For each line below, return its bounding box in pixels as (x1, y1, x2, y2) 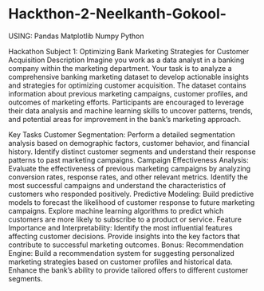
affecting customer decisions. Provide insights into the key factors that (8, 231, 241, 241)
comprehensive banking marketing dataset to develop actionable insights (8, 72, 250, 81)
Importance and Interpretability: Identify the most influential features (8, 222, 233, 232)
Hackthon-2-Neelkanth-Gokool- (8, 5, 227, 23)
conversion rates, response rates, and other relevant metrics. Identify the (8, 172, 249, 182)
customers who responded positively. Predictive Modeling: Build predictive (8, 189, 254, 199)
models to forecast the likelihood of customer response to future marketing (8, 197, 255, 207)
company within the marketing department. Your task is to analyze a (8, 63, 233, 73)
